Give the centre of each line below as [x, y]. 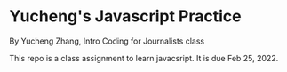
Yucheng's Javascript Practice [125, 16]
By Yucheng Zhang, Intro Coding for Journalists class [107, 41]
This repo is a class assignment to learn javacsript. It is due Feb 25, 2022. [144, 58]
